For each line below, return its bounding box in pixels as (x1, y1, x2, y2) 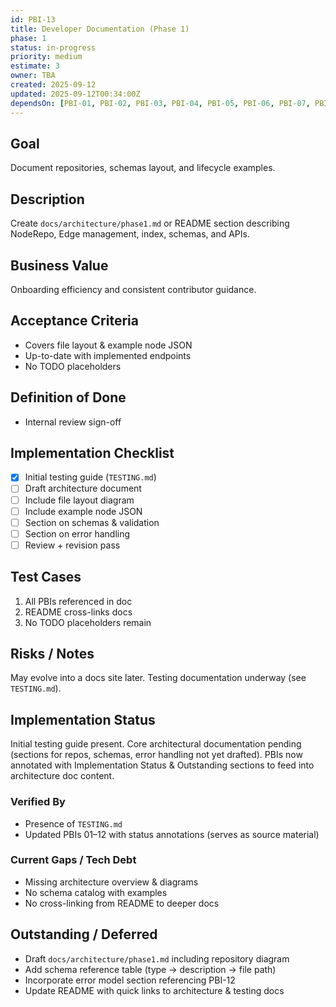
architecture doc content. (10, 770, 115, 782)
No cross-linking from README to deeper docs (24, 897, 220, 909)
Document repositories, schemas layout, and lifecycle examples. (10, 162, 276, 174)
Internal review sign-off (24, 416, 122, 428)
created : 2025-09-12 (10, 80, 97, 90)
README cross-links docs (24, 606, 133, 618)
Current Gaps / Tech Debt (10, 853, 137, 867)
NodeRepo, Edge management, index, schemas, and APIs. (10, 228, 250, 240)
